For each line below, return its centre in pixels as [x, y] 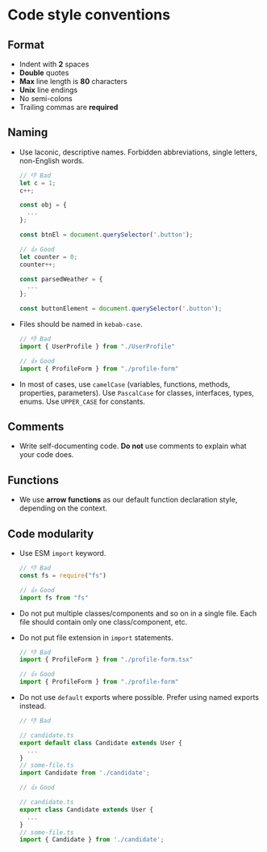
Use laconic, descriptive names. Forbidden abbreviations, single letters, [138, 152]
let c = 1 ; [38, 183]
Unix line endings [48, 90]
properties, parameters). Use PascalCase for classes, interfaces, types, [137, 392]
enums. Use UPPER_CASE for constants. [82, 401]
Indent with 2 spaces [54, 64]
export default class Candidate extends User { [101, 743]
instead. [33, 706]
